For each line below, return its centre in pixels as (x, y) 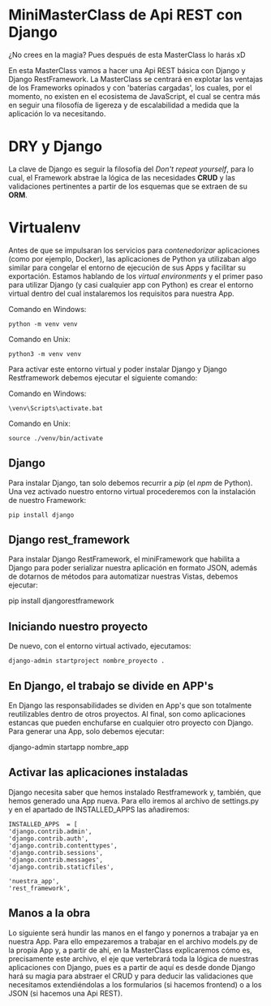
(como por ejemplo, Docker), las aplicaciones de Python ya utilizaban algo (133, 258)
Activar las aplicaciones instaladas (99, 772)
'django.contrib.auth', (49, 839)
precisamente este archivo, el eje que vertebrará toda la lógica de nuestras (133, 958)
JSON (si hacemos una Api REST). (66, 993)
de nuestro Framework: (47, 500)
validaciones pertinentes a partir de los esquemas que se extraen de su (128, 186)
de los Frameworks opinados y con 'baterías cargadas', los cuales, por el (130, 88)
